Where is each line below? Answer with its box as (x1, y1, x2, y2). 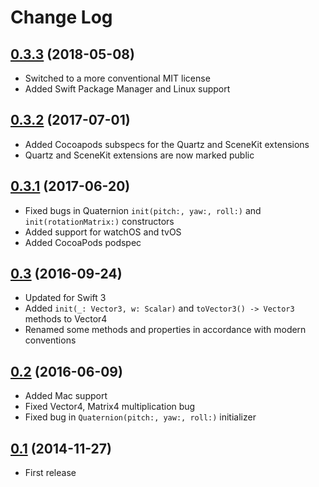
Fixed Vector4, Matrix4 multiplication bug (24, 401, 196, 413)
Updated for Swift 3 (24, 292, 107, 304)
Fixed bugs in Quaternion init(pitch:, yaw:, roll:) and (24, 204, 262, 216)
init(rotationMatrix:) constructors (24, 215, 175, 227)
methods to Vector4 (24, 313, 108, 325)
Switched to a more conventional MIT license (24, 72, 211, 84)
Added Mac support (24, 390, 108, 402)
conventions (24, 334, 77, 346)
